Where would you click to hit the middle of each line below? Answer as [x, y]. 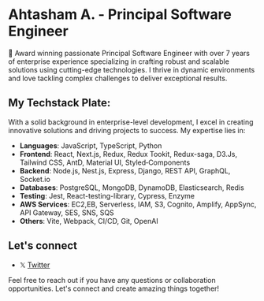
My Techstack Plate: [59, 103]
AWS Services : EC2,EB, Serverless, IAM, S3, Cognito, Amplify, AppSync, [138, 204]
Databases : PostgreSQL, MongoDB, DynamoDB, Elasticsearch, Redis [132, 188]
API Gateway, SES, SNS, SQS [67, 212]
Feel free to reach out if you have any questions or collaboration [112, 280]
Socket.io [35, 179]
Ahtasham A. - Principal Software [120, 15]
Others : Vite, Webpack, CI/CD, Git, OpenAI [89, 221]
